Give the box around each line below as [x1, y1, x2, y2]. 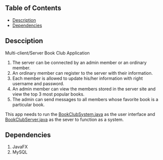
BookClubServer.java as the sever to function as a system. [5, 116, 124, 122]
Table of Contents [5, 4, 62, 12]
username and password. [12, 80, 64, 86]
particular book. [12, 102, 45, 107]
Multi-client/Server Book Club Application [5, 50, 90, 56]
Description [12, 17, 36, 23]
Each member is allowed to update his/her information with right [12, 75, 143, 81]
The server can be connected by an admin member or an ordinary [12, 59, 147, 65]
